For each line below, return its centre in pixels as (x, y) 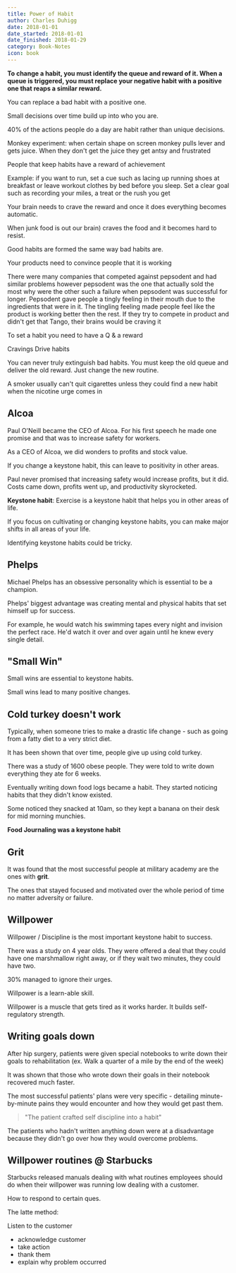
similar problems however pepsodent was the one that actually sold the (111, 284)
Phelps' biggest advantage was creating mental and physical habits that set (117, 603)
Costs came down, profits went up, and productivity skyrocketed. (102, 486)
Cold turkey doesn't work (64, 714)
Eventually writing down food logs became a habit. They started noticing (112, 788)
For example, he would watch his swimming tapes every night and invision (115, 624)
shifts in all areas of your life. (49, 529)
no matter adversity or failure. (50, 897)
